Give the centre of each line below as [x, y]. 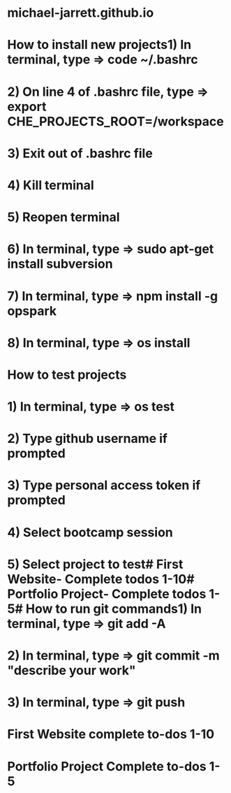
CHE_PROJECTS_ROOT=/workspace [116, 121]
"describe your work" [72, 670]
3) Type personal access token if [104, 485]
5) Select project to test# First [95, 564]
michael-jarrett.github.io [81, 13]
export [27, 107]
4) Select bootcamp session [90, 532]
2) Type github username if [88, 439]
